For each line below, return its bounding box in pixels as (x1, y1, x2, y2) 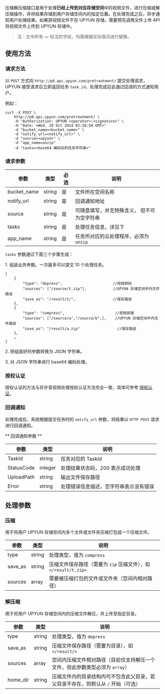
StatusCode (7, 464, 35, 471)
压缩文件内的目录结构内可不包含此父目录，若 (52, 673, 156, 680)
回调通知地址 (75, 198, 105, 205)
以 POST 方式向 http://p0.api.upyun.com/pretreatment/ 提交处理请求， (5, 77, 148, 83)
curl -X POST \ (5, 110, 36, 115)
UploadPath (7, 473, 35, 480)
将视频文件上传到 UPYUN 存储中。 (5, 23, 75, 29)
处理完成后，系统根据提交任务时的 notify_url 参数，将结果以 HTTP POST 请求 (5, 416, 160, 422)
